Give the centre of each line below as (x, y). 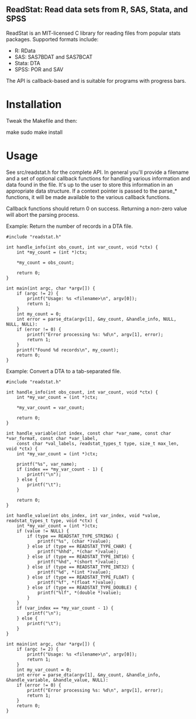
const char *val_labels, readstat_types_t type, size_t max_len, (98, 444)
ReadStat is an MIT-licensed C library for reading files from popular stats (94, 33)
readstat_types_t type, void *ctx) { (52, 520)
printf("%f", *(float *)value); (77, 582)
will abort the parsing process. (43, 214)
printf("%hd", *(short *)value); (78, 562)
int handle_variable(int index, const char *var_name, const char (89, 433)
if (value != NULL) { (43, 531)
